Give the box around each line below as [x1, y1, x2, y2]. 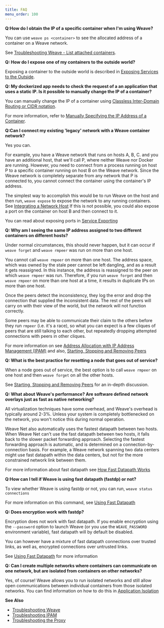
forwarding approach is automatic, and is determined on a [5, 441, 122, 447]
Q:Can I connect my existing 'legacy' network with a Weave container [5, 127, 150, 133]
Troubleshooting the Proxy [12, 617, 66, 623]
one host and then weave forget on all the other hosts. [5, 372, 114, 378]
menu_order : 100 [5, 12, 38, 17]
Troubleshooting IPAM [12, 612, 57, 618]
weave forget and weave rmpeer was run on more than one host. [5, 247, 133, 253]
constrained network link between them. [5, 457, 87, 463]
